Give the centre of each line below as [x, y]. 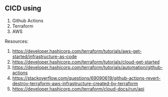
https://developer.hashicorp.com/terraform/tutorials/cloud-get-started [86, 62]
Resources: [17, 41]
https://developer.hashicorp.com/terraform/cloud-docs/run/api [78, 89]
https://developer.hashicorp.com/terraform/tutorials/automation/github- [88, 67]
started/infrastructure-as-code [45, 56]
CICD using [23, 8]
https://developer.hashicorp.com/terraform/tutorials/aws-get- [77, 51]
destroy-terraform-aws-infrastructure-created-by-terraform [75, 83]
